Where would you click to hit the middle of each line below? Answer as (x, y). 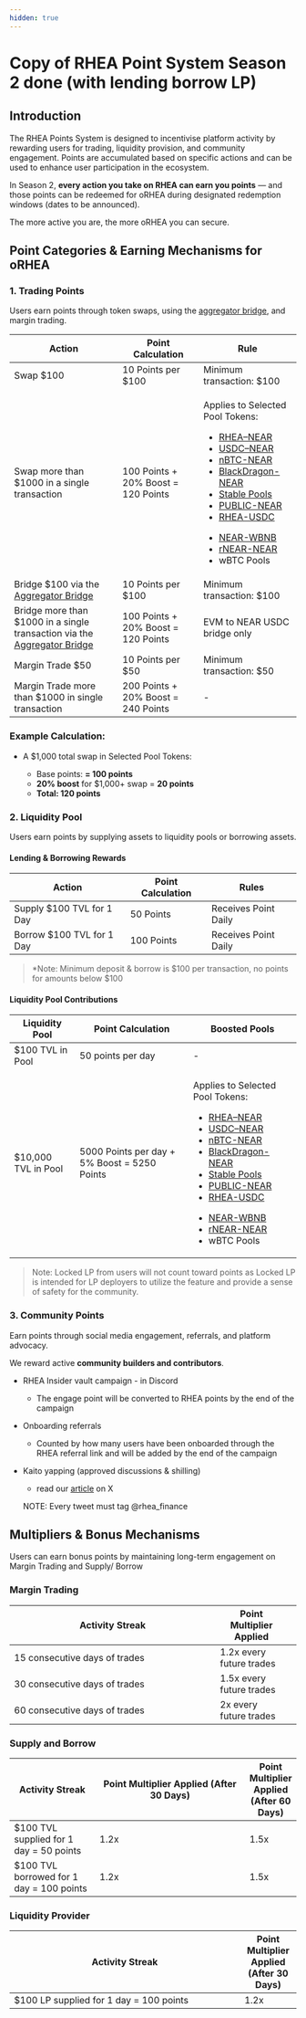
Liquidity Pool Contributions (64, 999)
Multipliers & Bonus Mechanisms (105, 1535)
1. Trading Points (47, 290)
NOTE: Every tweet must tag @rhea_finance (105, 1506)
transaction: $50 (239, 671)
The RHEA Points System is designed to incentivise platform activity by (143, 138)
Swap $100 (39, 375)
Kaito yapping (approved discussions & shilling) (112, 1470)
